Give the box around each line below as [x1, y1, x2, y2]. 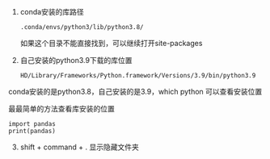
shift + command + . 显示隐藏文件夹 [19, 142, 140, 152]
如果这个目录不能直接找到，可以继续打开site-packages [19, 39, 203, 48]
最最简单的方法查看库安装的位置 [8, 104, 115, 113]
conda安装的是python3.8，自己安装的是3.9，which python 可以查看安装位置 [8, 87, 263, 96]
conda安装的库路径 [19, 7, 84, 16]
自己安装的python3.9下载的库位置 [19, 56, 133, 65]
